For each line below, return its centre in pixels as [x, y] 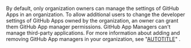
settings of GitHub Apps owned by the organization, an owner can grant [92, 21]
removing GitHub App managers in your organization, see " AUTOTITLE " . [93, 39]
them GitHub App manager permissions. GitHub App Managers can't [88, 27]
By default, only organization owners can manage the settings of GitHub [93, 8]
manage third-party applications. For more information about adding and [93, 33]
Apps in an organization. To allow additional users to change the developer [95, 14]
